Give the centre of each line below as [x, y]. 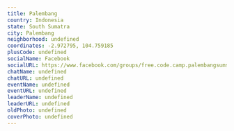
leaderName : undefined [40, 98]
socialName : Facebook [39, 59]
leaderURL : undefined [39, 104]
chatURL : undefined [36, 78]
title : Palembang [32, 14]
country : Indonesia [36, 20]
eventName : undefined [39, 85]
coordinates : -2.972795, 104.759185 [60, 46]
